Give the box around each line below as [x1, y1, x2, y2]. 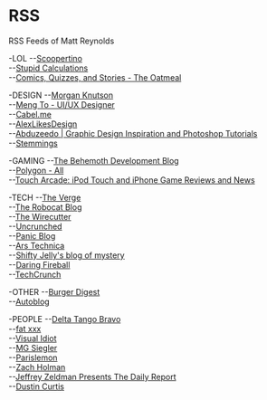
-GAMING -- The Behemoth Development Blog [8, 155, 179, 166]
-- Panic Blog [8, 230, 56, 241]
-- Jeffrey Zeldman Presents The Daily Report [8, 371, 176, 382]
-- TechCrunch [8, 269, 62, 280]
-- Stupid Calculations [8, 62, 89, 73]
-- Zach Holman [8, 361, 66, 372]
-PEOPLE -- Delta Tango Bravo [8, 313, 121, 324]
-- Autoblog [8, 296, 51, 307]
